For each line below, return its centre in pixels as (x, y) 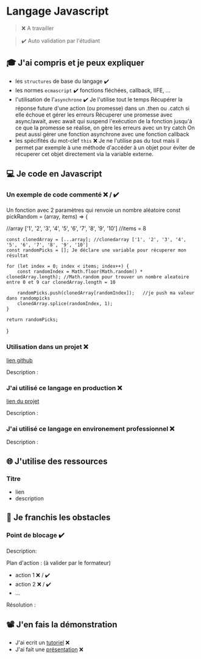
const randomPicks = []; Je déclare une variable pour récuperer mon (97, 250)
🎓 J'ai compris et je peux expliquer (75, 63)
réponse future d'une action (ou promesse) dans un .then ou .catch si (102, 108)
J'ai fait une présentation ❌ (49, 649)
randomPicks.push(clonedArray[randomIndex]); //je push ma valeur (106, 293)
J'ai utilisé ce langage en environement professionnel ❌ (90, 428)
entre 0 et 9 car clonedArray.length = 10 (61, 283)
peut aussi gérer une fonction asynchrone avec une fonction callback (102, 134)
